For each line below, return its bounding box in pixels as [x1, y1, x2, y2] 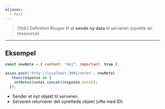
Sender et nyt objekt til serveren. [12, 93, 79, 99]
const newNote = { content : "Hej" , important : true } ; [5, 62, 120, 67]
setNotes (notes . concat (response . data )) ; [14, 80, 98, 85]
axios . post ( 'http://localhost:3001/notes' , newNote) [5, 71, 115, 76]
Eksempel [5, 49, 36, 57]
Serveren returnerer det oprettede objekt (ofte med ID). [12, 98, 124, 104]
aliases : [5, 7, 23, 12]
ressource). [17, 30, 41, 36]
